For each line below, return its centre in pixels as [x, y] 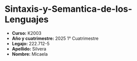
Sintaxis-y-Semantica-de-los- [68, 9]
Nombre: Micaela [30, 54]
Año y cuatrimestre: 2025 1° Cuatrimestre [55, 38]
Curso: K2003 [27, 33]
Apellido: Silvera [29, 49]
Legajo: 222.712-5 [31, 43]
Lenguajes [27, 19]
